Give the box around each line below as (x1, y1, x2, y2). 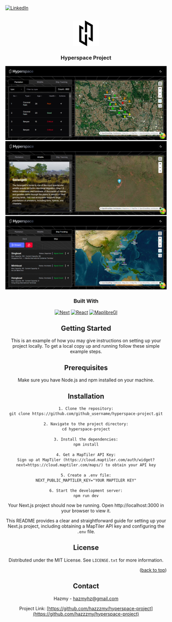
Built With (73, 297, 99, 305)
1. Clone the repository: (58, 406, 114, 411)
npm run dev (73, 493, 99, 498)
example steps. (70, 349, 102, 355)
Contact (73, 582, 99, 591)
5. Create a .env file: (60, 473, 112, 478)
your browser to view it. (61, 508, 111, 514)
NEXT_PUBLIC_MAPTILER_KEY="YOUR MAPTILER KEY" (35, 478, 137, 483)
